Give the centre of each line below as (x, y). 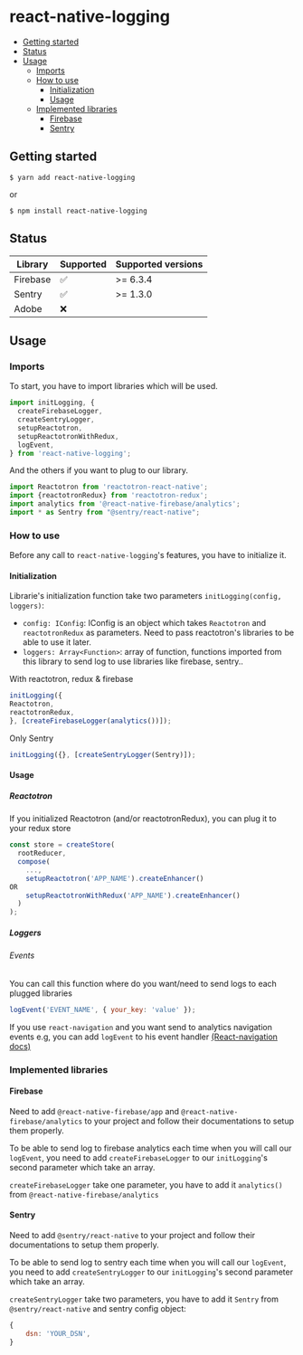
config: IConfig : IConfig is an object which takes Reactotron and (144, 623)
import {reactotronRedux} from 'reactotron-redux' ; (109, 496)
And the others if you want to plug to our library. (99, 470)
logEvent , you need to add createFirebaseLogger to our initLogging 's (139, 1157)
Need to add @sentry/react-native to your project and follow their (133, 1235)
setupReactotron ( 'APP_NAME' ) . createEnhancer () (115, 878)
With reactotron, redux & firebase (71, 679)
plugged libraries (41, 993)
